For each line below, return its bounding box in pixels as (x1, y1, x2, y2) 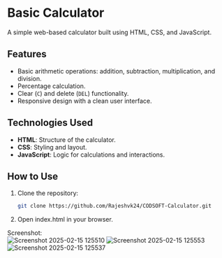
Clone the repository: (17, 189, 79, 197)
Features (7, 48, 47, 60)
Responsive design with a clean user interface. (17, 96, 152, 105)
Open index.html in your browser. (17, 215, 113, 224)
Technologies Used (7, 117, 93, 129)
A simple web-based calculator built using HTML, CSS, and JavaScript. (7, 28, 212, 36)
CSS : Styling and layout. (17, 143, 87, 151)
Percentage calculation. (17, 82, 86, 90)
